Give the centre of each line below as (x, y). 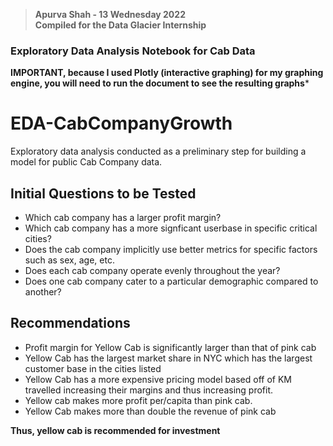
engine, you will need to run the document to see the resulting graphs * (160, 83)
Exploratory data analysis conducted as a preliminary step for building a (158, 151)
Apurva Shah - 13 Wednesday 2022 (110, 14)
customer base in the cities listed (93, 368)
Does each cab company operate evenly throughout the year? (152, 271)
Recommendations (70, 323)
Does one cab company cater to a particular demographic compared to (171, 281)
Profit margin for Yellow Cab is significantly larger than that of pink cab (170, 347)
